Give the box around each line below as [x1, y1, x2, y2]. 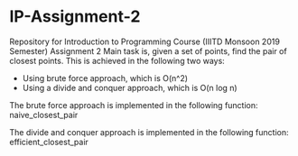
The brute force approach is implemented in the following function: [9, 99, 259, 110]
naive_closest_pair [9, 109, 79, 120]
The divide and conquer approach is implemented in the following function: [9, 126, 289, 137]
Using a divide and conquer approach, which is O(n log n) [22, 82, 237, 93]
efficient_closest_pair [9, 136, 88, 147]
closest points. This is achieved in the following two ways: [9, 55, 226, 66]
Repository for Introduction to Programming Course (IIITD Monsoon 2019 [9, 36, 280, 47]
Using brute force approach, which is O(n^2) [22, 72, 188, 83]
